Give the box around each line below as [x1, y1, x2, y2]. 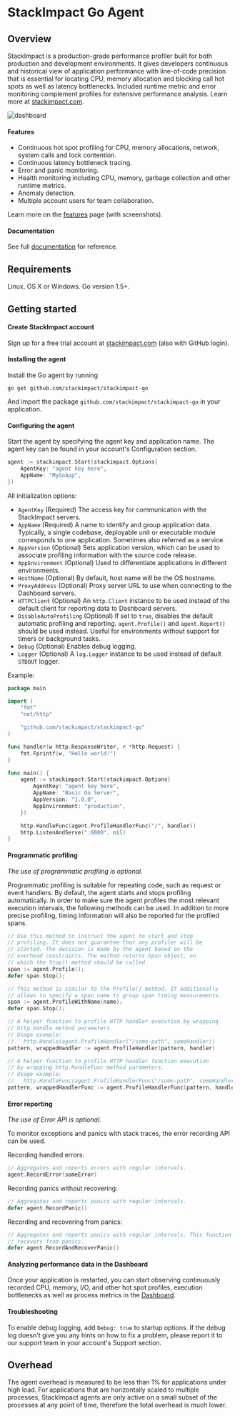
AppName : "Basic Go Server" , [33, 789, 120, 797]
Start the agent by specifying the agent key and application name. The [7, 437, 215, 446]
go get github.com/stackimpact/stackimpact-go [7, 385, 149, 392]
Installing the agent [7, 355, 66, 364]
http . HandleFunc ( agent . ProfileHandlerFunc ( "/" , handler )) [20, 822, 196, 829]
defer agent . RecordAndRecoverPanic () [7, 1245, 120, 1252]
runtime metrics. [17, 181, 66, 190]
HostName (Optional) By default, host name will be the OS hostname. [17, 573, 216, 582]
